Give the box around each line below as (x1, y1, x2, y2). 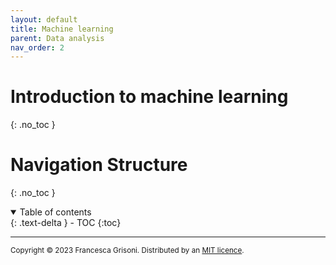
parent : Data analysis (10, 33, 105, 43)
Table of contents (19, 206, 92, 218)
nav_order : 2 (10, 42, 65, 53)
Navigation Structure (10, 154, 188, 176)
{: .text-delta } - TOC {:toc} (10, 217, 122, 229)
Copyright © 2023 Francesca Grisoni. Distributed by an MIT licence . (10, 246, 245, 256)
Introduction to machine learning (10, 86, 289, 108)
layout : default (10, 14, 78, 25)
